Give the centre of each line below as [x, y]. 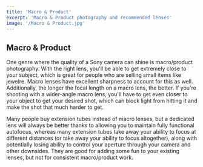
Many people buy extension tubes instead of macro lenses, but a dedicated [101, 119]
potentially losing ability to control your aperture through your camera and [98, 145]
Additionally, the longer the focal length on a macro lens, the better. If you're [101, 88]
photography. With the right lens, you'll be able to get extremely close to [96, 69]
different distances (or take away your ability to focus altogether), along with [102, 138]
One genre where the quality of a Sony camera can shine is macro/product [99, 62]
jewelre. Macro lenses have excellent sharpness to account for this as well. [100, 82]
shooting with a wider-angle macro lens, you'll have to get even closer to [97, 94]
